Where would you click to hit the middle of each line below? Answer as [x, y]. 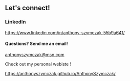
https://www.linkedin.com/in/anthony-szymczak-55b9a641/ [65, 32]
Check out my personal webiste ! [38, 64]
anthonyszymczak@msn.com [35, 54]
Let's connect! [28, 8]
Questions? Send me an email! [37, 44]
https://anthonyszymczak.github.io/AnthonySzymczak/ [60, 73]
